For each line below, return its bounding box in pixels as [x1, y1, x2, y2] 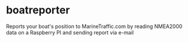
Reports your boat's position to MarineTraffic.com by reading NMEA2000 [6, 23, 183, 30]
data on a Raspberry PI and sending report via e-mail [6, 29, 134, 36]
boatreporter [6, 3, 70, 17]
